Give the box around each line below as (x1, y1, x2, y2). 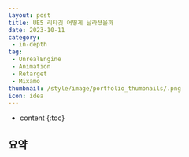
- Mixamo (11, 77, 41, 85)
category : (8, 33, 41, 42)
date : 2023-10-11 (8, 26, 65, 34)
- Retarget (11, 70, 47, 78)
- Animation (11, 63, 51, 71)
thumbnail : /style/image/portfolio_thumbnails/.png (8, 84, 181, 93)
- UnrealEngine (11, 56, 61, 64)
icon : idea (8, 92, 44, 100)
